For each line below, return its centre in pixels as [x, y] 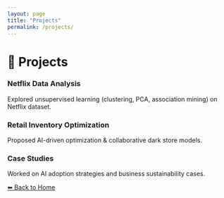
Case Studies [31, 159]
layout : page [26, 14]
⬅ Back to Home [31, 187]
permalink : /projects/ [41, 27]
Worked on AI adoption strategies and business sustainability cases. [106, 174]
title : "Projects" [34, 20]
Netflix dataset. [29, 106]
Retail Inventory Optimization [58, 125]
